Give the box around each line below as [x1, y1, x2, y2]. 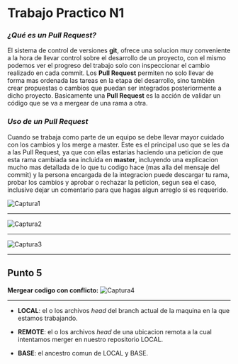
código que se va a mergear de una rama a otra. [7, 99, 148, 108]
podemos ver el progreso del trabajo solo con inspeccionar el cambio [7, 62, 210, 70]
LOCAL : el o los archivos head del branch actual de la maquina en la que [17, 306, 230, 314]
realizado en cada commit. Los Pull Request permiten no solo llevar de [7, 69, 214, 77]
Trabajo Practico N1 [7, 5, 125, 21]
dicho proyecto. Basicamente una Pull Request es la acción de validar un [7, 91, 221, 100]
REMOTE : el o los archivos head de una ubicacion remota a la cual [17, 327, 212, 336]
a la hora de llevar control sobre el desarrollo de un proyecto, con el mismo [7, 54, 227, 62]
